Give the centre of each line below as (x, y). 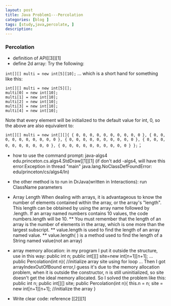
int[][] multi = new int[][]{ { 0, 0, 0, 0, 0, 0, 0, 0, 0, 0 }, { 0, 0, (86, 135)
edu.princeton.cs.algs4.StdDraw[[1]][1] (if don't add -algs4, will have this (89, 161)
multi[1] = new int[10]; (32, 97)
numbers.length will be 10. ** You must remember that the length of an (87, 219)
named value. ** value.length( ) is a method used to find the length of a (87, 235)
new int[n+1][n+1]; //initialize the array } (54, 289)
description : (19, 29)
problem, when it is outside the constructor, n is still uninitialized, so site (88, 273)
